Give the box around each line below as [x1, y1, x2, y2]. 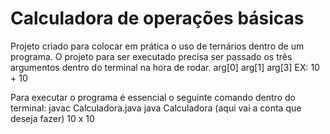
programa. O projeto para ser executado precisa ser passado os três [10, 50, 293, 62]
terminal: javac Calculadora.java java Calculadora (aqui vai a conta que [10, 102, 302, 114]
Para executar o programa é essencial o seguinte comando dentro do [10, 91, 296, 103]
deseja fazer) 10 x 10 [10, 112, 95, 124]
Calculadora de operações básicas [10, 7, 305, 30]
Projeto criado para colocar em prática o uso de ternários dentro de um [10, 40, 305, 52]
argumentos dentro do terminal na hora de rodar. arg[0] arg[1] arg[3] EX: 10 [10, 61, 320, 73]
